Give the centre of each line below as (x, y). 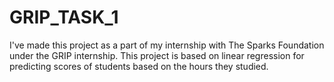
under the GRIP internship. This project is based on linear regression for (157, 55)
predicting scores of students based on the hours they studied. (139, 66)
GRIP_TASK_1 (64, 17)
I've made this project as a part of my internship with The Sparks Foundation (167, 45)
